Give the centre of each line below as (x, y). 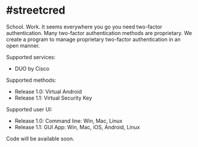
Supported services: (31, 57)
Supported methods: (31, 80)
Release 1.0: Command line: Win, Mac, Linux (69, 121)
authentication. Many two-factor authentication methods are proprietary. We (99, 33)
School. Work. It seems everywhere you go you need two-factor (84, 27)
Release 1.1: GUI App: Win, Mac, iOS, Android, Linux (77, 127)
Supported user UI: (29, 109)
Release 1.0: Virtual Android (48, 91)
